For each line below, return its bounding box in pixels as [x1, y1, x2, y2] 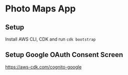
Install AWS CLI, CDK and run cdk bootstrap [5, 36, 96, 42]
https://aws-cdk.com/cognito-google [5, 63, 82, 70]
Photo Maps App [5, 3, 76, 14]
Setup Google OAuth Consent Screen [5, 50, 123, 59]
